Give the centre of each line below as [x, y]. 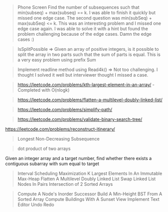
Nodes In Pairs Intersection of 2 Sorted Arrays [65, 184]
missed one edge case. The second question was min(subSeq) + [85, 18]
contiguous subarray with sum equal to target [52, 164]
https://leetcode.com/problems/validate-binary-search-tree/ [80, 119]
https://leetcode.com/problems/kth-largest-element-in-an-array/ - [86, 85]
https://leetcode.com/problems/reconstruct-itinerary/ [60, 129]
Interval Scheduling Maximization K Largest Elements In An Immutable [90, 173]
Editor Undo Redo [36, 204]
